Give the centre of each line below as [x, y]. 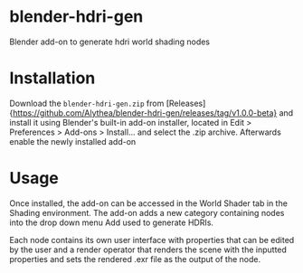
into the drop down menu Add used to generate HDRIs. [112, 222]
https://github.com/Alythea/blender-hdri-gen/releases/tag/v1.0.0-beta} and [153, 113]
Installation [52, 78]
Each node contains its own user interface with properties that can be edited [152, 240]
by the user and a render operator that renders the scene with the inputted [148, 249]
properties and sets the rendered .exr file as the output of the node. [135, 259]
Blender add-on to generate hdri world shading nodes [110, 42]
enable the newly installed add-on [73, 141]
